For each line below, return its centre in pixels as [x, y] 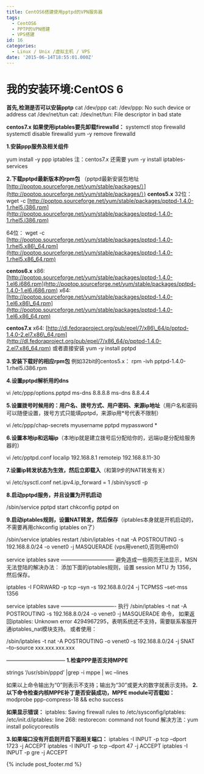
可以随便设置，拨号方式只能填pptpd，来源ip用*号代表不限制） [84, 413]
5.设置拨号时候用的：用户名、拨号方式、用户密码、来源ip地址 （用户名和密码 [102, 405]
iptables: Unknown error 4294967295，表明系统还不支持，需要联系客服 [101, 621]
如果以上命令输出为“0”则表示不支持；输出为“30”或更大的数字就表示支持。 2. [102, 685]
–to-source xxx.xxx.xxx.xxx [40, 647]
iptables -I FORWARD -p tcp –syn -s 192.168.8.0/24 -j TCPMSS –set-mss [97, 587]
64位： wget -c [26, 233]
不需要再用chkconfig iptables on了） [52, 527]
